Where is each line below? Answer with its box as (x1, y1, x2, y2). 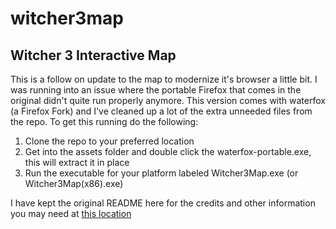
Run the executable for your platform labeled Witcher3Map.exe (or (24, 167, 299, 179)
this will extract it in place (24, 157, 130, 168)
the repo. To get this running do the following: (10, 116, 199, 127)
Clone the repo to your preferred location (24, 135, 195, 147)
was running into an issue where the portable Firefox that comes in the (10, 84, 302, 96)
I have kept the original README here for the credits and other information (10, 197, 316, 209)
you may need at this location (10, 208, 132, 219)
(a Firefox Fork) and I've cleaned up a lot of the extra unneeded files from (10, 105, 313, 117)
